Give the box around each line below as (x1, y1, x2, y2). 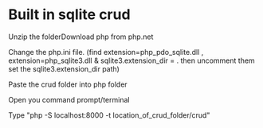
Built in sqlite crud (8, 6, 131, 24)
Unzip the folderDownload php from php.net (8, 32, 154, 41)
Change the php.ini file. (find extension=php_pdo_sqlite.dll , (8, 47, 204, 56)
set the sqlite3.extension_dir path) (8, 64, 120, 73)
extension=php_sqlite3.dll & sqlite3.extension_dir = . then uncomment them (8, 56, 255, 65)
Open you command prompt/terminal (8, 95, 130, 104)
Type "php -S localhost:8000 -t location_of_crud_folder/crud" (8, 110, 210, 120)
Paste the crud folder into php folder (8, 80, 128, 89)
